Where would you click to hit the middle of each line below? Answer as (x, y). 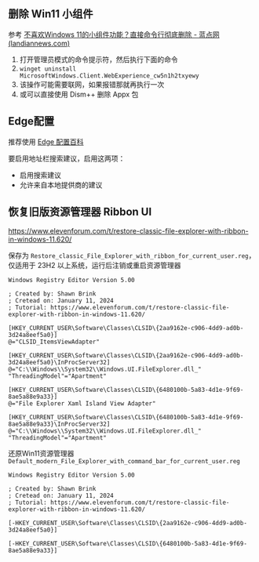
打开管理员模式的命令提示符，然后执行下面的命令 (98, 59)
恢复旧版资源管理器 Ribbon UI (80, 212)
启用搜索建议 (40, 175)
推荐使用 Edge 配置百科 (46, 141)
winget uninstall (48, 69)
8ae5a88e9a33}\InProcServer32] (59, 424)
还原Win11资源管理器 (41, 454)
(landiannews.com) (39, 43)
